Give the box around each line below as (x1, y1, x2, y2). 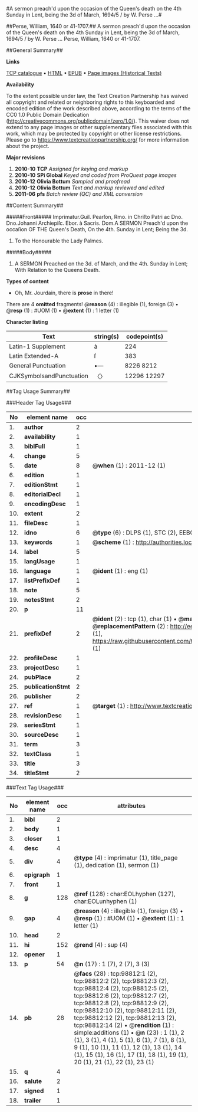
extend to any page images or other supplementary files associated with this (6, 124, 192, 130)
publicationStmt (24, 683, 71, 691)
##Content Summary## (6, 202, 64, 209)
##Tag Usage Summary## (6, 388, 71, 395)
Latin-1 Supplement (9, 342, 66, 350)
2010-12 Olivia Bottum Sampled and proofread (14, 178, 130, 185)
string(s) (94, 333, 120, 340)
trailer (24, 1097, 42, 1104)
